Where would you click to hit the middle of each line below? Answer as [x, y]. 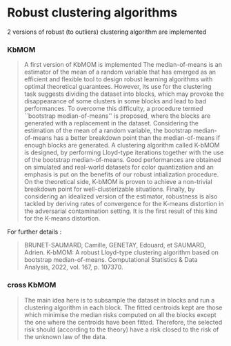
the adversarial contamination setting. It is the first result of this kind [121, 211]
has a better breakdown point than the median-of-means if [137, 138]
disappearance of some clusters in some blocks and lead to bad [115, 101]
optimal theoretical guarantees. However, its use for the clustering [118, 87]
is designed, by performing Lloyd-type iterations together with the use [124, 152]
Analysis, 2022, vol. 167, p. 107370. [73, 267]
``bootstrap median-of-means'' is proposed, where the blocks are [117, 116]
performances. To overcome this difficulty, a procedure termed [113, 109]
